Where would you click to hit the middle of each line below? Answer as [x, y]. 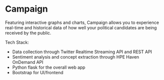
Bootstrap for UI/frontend [38, 72]
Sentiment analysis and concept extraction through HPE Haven [76, 57]
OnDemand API [28, 62]
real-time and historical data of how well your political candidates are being [81, 27]
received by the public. [28, 33]
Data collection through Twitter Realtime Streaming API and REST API [82, 52]
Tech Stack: [17, 42]
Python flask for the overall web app [49, 67]
